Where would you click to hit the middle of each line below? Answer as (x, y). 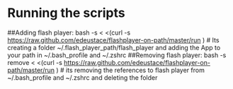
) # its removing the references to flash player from (131, 70)
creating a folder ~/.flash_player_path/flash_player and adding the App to (114, 47)
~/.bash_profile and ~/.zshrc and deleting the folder (83, 77)
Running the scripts (66, 13)
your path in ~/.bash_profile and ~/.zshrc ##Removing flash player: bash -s (117, 55)
